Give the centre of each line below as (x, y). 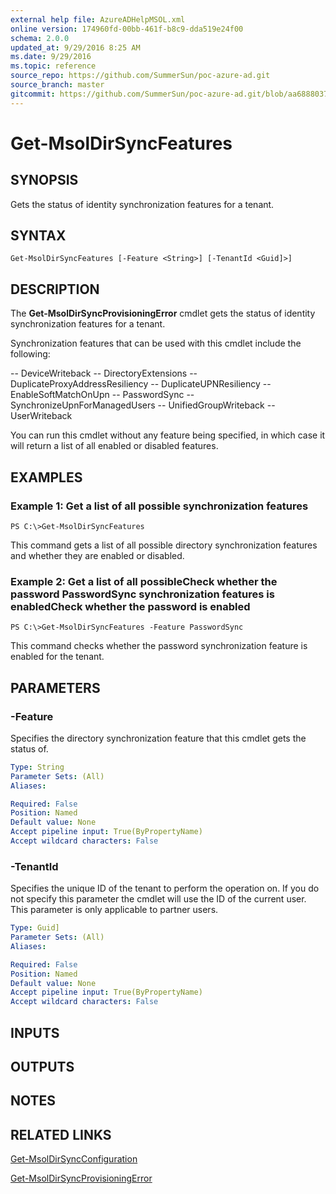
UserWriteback (41, 416)
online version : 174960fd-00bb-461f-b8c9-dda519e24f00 (127, 29)
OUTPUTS (42, 1067)
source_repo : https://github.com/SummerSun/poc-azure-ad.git (140, 76)
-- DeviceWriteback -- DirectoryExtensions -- (104, 373)
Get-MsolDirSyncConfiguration (74, 1159)
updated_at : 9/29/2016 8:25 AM (75, 47)
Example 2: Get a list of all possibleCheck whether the (144, 581)
